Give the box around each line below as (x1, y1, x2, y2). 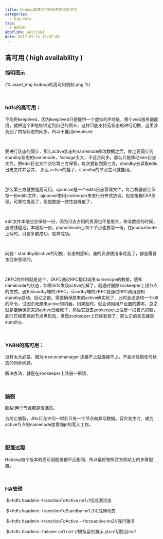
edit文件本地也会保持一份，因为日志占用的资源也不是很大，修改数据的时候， (5, 218, 158, 224)
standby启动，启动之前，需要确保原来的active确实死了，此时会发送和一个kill (5, 295, 158, 300)
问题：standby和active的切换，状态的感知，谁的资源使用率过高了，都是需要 (5, 250, 157, 256)
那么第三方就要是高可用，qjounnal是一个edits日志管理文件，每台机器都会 (5, 186, 152, 192)
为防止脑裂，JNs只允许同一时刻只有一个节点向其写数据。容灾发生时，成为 (5, 416, 154, 421)
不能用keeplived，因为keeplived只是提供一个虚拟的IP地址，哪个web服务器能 (5, 116, 159, 122)
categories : (5, 12, 29, 17)
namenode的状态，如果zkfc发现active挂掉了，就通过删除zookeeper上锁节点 (5, 282, 158, 288)
